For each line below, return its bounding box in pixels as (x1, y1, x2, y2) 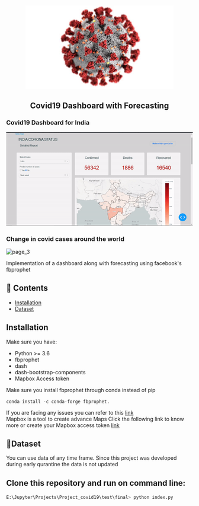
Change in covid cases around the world (6, 234, 124, 243)
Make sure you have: (6, 338, 57, 345)
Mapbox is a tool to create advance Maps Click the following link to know (6, 415, 185, 422)
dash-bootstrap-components (14, 368, 86, 375)
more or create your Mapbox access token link (6, 421, 120, 429)
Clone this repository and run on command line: (6, 478, 185, 488)
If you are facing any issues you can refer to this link (6, 409, 134, 416)
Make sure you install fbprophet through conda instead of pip (6, 386, 156, 393)
